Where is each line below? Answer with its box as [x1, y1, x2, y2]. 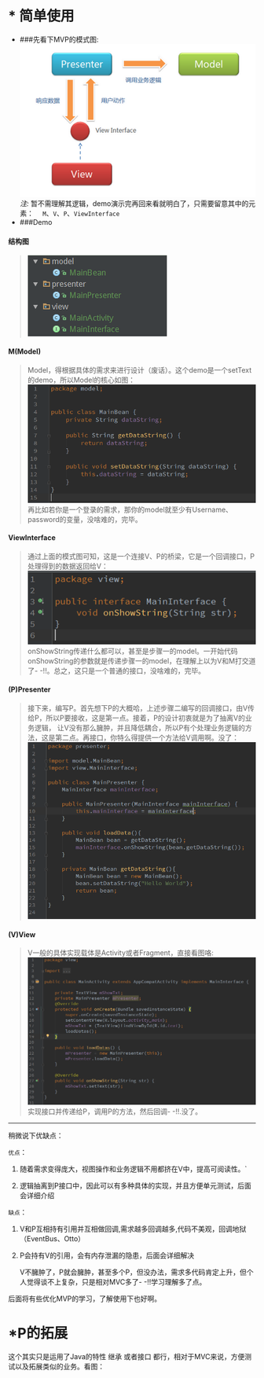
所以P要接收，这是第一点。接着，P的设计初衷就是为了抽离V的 [46, 713, 246, 722]
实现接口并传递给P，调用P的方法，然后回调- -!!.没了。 [27, 1106, 203, 1116]
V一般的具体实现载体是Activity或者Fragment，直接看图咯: [27, 948, 214, 957]
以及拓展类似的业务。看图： [14, 1361, 104, 1371]
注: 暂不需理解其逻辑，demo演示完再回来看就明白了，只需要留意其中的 [19, 199, 249, 208]
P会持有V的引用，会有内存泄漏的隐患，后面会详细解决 [19, 1251, 195, 1260]
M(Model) [8, 347, 42, 356]
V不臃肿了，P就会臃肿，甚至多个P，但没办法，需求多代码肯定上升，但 [19, 1267, 247, 1277]
